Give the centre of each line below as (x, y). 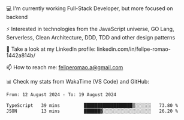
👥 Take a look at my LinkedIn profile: (51, 49)
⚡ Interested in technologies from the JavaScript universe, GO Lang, (90, 29)
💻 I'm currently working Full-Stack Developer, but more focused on (90, 8)
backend (17, 17)
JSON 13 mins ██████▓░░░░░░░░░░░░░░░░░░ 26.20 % (92, 111)
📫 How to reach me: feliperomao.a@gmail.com (65, 67)
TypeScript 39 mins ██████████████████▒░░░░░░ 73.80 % (92, 105)
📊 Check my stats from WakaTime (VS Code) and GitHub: (78, 81)
